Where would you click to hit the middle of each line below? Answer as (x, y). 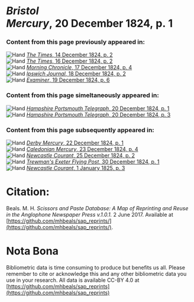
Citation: (28, 192)
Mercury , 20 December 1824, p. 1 (90, 23)
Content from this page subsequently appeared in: (80, 130)
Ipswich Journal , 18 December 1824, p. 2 (76, 74)
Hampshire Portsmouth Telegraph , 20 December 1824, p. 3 (98, 114)
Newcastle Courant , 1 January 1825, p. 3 (76, 168)
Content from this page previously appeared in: (75, 42)
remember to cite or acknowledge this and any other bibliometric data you (96, 274)
